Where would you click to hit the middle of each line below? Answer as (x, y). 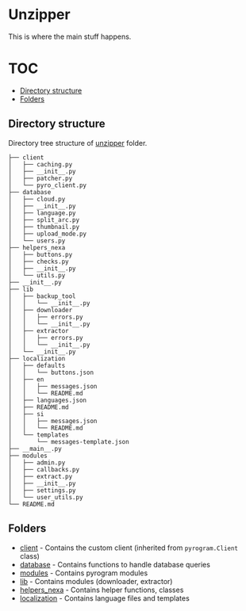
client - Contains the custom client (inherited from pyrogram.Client (129, 548)
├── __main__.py (35, 449)
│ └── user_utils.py (46, 497)
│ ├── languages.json (48, 400)
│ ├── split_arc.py (44, 220)
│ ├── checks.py (38, 262)
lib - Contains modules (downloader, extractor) (96, 581)
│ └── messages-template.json (69, 441)
